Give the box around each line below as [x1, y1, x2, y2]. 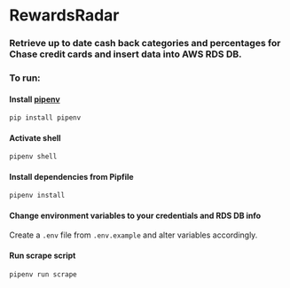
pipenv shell [9, 152, 58, 161]
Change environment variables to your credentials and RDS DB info [9, 210, 262, 221]
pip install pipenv [9, 113, 82, 122]
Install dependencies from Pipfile [9, 171, 135, 182]
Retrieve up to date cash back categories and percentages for [9, 37, 281, 50]
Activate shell [9, 132, 61, 143]
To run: [9, 72, 42, 84]
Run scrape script [9, 250, 76, 261]
